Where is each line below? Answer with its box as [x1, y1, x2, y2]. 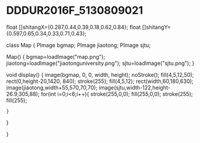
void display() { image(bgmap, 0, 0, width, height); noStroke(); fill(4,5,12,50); [6, 71, 194, 78]
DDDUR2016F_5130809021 [6, 4, 144, 17]
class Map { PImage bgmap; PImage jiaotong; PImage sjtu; [6, 41, 151, 49]
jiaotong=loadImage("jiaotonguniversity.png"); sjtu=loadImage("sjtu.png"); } [6, 59, 195, 67]
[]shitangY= [142, 23, 171, 31]
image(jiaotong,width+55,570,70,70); [6, 84, 98, 91]
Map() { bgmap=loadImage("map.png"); [6, 53, 105, 60]
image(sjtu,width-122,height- [98, 84, 171, 91]
